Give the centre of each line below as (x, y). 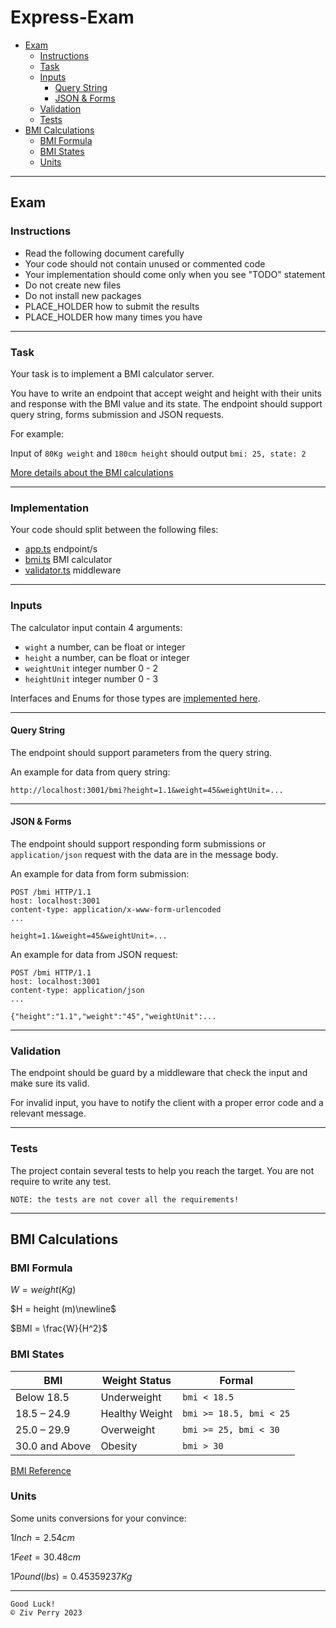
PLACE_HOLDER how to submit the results (112, 306)
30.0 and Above (53, 1446)
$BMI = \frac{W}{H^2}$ (59, 1328)
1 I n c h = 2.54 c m (42, 1537)
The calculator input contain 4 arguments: (96, 627)
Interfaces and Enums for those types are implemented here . (135, 698)
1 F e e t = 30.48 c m (45, 1557)
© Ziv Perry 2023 (46, 1612)
